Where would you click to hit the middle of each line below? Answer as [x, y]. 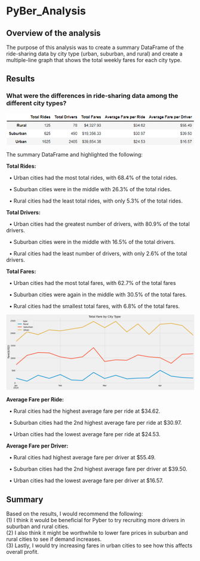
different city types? [36, 103]
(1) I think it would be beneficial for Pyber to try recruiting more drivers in [96, 520]
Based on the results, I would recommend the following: [75, 514]
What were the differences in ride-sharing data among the [92, 96]
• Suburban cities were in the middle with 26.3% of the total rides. [90, 189]
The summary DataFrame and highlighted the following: [75, 154]
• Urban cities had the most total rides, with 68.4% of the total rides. [93, 177]
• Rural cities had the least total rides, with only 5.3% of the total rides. [96, 201]
